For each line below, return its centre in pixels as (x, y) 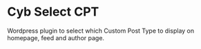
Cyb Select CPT (53, 12)
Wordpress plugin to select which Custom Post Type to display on (101, 31)
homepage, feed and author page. (56, 37)
